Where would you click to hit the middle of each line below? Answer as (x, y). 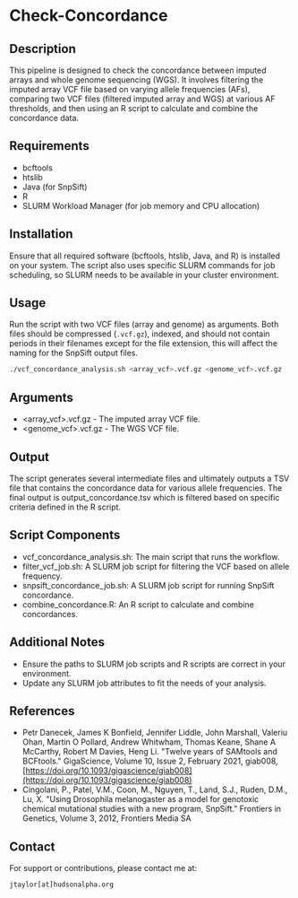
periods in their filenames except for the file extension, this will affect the (144, 344)
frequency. (42, 576)
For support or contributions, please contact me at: (103, 868)
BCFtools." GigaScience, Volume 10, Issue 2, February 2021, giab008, (150, 761)
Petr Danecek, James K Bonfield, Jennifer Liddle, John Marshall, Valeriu (155, 733)
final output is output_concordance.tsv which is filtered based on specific (145, 497)
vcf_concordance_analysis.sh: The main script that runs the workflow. (151, 556)
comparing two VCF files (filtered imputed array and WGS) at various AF (142, 99)
